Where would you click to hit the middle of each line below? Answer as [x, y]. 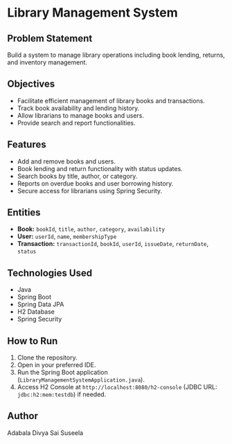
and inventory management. [47, 62]
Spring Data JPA [41, 304]
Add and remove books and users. [66, 161]
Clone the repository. [47, 357]
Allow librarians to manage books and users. [80, 115]
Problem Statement [50, 38]
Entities [24, 213]
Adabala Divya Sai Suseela [45, 433]
